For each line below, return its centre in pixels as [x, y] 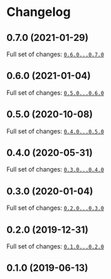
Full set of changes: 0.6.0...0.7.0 [55, 54]
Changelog [39, 12]
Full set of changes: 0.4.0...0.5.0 [55, 131]
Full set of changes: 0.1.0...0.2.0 [55, 246]
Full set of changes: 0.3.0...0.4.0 [55, 170]
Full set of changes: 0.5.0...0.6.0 [55, 92]
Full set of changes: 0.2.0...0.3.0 [55, 208]
